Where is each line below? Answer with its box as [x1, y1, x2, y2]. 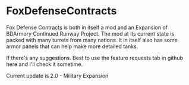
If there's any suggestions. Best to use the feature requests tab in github [6, 54, 183, 61]
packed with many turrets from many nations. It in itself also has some [6, 36, 178, 43]
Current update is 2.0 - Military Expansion [6, 72, 109, 79]
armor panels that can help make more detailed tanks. [6, 43, 138, 50]
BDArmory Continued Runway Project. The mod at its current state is [6, 30, 175, 37]
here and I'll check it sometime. [6, 61, 83, 68]
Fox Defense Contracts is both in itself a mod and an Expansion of [6, 24, 168, 31]
